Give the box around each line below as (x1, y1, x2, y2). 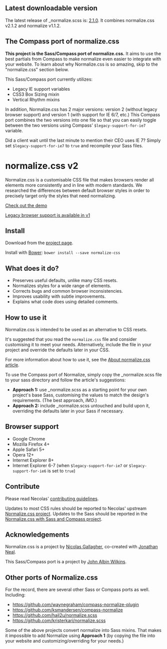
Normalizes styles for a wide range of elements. (12, 283, 111, 289)
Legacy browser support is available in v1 (5, 212, 90, 218)
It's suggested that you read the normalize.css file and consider (5, 336, 137, 342)
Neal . (5, 549, 16, 555)
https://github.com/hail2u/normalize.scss (12, 612, 97, 618)
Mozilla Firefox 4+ (12, 441, 50, 447)
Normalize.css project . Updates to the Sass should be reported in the (5, 511, 147, 517)
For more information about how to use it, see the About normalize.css (5, 357, 150, 362)
